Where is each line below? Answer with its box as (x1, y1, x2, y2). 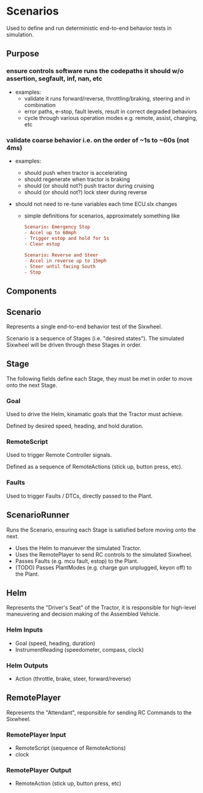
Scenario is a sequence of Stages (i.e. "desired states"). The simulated (6, 335, 184, 342)
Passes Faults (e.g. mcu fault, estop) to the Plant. (15, 557, 139, 565)
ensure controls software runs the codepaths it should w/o (6, 67, 184, 76)
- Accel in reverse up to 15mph (24, 258, 107, 264)
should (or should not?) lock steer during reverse (24, 188, 148, 196)
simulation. (6, 30, 34, 38)
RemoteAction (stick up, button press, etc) (15, 780, 122, 787)
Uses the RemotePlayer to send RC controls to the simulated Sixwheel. (15, 551, 193, 558)
